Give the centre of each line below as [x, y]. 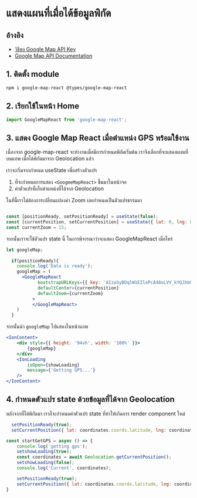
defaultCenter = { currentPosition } [78, 288]
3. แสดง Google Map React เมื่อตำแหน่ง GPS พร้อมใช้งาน [98, 138]
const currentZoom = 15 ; [36, 227]
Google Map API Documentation [53, 56]
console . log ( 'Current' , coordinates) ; [64, 468]
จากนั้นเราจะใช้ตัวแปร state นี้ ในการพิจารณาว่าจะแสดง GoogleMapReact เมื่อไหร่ [89, 239]
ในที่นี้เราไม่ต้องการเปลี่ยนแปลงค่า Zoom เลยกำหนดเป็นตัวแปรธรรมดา [74, 201]
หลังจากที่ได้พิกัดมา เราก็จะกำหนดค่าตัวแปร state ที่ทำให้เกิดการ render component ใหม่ [96, 414]
